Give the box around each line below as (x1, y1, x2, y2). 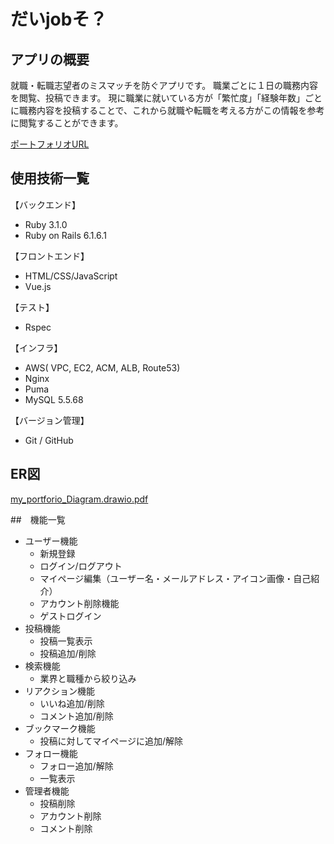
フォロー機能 (24, 747, 78, 759)
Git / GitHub (24, 434, 74, 446)
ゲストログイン (39, 610, 102, 622)
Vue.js (24, 280, 52, 292)
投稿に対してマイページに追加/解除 (39, 735, 183, 747)
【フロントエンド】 (10, 250, 90, 262)
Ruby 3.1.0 (24, 218, 68, 230)
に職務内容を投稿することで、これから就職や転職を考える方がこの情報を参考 (10, 105, 325, 116)
